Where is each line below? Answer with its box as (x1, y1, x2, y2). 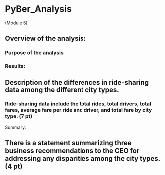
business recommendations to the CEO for (5, 147, 140, 155)
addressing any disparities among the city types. (5, 154, 160, 163)
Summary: (5, 124, 26, 130)
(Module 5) (5, 20, 28, 26)
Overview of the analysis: (5, 34, 86, 43)
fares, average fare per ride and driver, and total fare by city (5, 107, 152, 114)
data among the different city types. (5, 86, 119, 94)
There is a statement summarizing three (5, 139, 132, 147)
